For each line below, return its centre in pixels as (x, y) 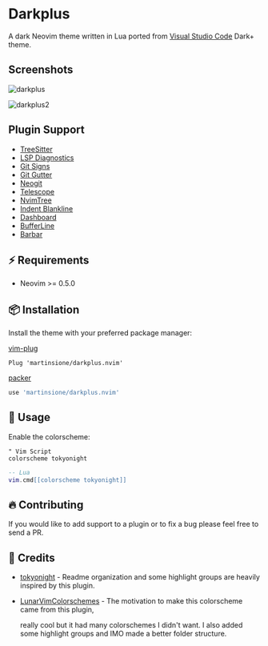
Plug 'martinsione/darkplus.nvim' (66, 363)
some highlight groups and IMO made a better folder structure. (123, 634)
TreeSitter (36, 149)
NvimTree (36, 200)
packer (20, 378)
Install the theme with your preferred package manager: (100, 333)
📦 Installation (44, 309)
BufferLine (37, 226)
